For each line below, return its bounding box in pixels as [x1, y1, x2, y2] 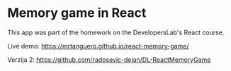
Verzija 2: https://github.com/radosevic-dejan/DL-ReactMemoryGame [7, 55, 211, 64]
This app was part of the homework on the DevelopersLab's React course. [7, 28, 225, 37]
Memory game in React [7, 5, 147, 21]
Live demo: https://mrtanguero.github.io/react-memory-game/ [7, 41, 189, 50]
